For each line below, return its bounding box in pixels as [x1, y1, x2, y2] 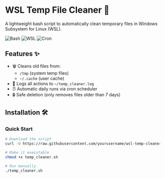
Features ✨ [5, 50, 40, 58]
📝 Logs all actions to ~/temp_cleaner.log [12, 81, 94, 87]
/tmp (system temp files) [19, 70, 69, 76]
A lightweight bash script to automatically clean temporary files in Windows [5, 21, 158, 27]
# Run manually [5, 163, 36, 169]
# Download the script [5, 137, 52, 142]
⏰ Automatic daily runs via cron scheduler [12, 86, 97, 91]
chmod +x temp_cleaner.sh [5, 155, 58, 160]
